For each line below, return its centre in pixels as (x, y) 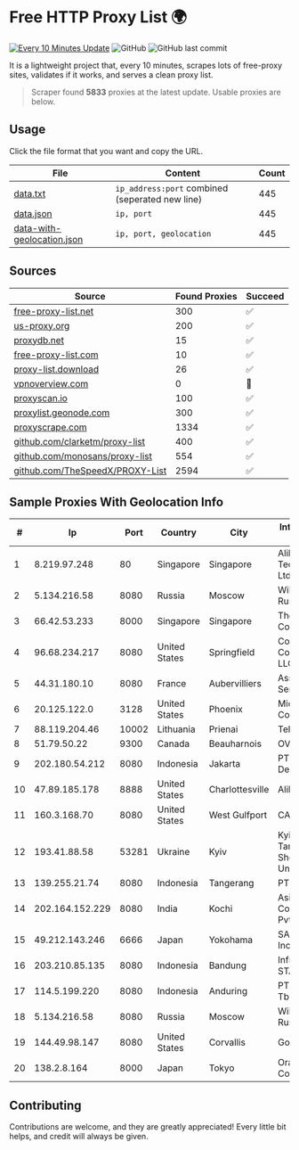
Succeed (265, 296)
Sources (33, 271)
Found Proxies (206, 296)
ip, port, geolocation (163, 234)
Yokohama (231, 940)
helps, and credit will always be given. (79, 1137)
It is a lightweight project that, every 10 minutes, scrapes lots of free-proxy (146, 65)
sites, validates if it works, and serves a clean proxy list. (111, 74)
